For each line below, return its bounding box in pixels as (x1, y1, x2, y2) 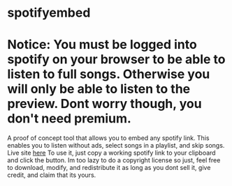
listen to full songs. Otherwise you (7, 66, 210, 82)
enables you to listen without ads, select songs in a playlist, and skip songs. (7, 141, 225, 150)
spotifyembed (7, 5, 91, 21)
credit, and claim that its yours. (7, 171, 96, 179)
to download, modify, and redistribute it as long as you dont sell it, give (7, 164, 211, 172)
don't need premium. (7, 111, 131, 127)
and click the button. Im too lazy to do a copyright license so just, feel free (7, 156, 221, 164)
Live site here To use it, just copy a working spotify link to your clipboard (7, 148, 216, 157)
